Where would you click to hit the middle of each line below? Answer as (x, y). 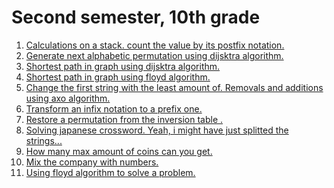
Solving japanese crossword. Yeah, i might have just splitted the (157, 130)
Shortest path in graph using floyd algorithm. (118, 77)
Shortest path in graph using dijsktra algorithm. (123, 66)
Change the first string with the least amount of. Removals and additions (174, 87)
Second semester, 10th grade (136, 17)
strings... (44, 140)
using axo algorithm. (68, 98)
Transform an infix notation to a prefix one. (114, 108)
